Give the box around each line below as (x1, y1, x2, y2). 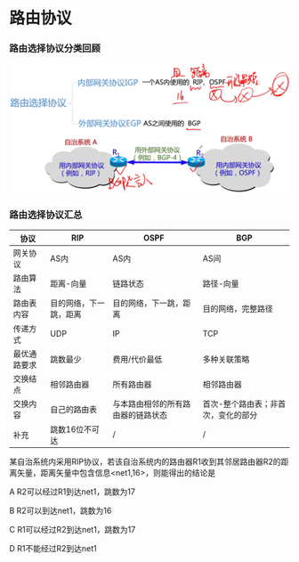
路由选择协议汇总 (9, 208, 83, 221)
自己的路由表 (50, 404, 98, 415)
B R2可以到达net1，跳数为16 (9, 505, 112, 517)
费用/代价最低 (112, 354, 163, 364)
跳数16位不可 (50, 424, 100, 435)
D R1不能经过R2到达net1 (9, 543, 98, 554)
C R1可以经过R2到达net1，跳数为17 (9, 525, 136, 535)
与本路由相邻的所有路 (112, 398, 191, 410)
